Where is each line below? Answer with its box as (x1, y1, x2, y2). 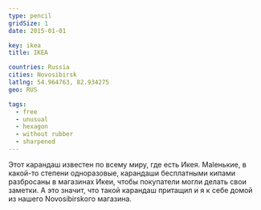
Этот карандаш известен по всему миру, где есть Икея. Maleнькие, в (8, 159, 247, 169)
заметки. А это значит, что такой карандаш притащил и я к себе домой (8, 185, 253, 195)
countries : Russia (8, 64, 70, 72)
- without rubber (15, 130, 74, 138)
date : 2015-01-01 (8, 27, 67, 35)
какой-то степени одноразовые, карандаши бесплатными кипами (8, 168, 235, 178)
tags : (8, 100, 27, 109)
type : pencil (8, 11, 52, 20)
